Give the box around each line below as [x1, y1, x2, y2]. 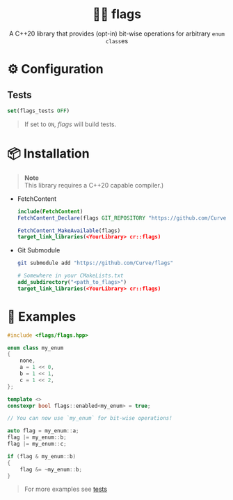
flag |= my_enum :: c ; [7, 441, 67, 448]
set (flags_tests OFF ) [7, 107, 70, 114]
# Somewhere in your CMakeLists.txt [17, 272, 124, 280]
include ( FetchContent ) [17, 208, 83, 215]
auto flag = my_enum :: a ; [7, 427, 79, 434]
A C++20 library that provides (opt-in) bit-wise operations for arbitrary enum [9, 29, 225, 38]
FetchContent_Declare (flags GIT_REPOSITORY [17, 214, 146, 222]
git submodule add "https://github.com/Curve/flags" [17, 259, 174, 267]
